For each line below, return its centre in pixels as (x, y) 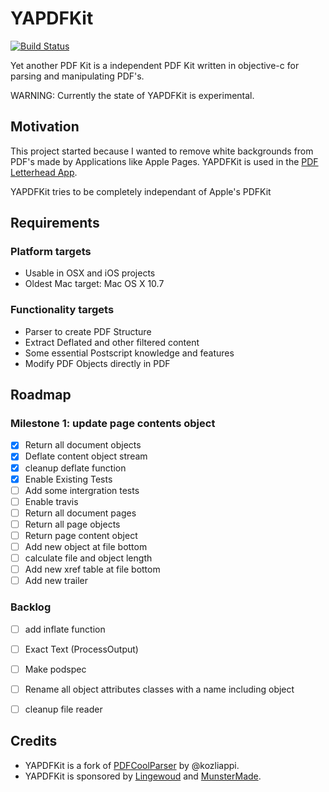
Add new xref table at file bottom (92, 569)
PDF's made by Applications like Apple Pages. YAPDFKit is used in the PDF (164, 161)
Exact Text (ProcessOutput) (81, 649)
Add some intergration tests (82, 490)
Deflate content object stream (86, 456)
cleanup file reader (63, 709)
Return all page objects (72, 524)
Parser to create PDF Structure (88, 331)
